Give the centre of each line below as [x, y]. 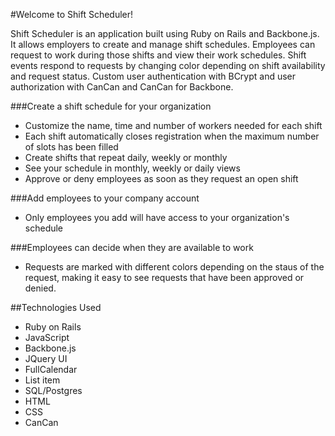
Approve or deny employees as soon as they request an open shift [161, 178]
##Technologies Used [56, 307]
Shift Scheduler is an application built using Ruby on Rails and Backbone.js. [165, 33]
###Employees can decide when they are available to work [132, 247]
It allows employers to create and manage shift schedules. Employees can [163, 44]
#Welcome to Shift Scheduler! [72, 14]
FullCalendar [51, 369]
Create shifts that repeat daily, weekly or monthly [126, 157]
